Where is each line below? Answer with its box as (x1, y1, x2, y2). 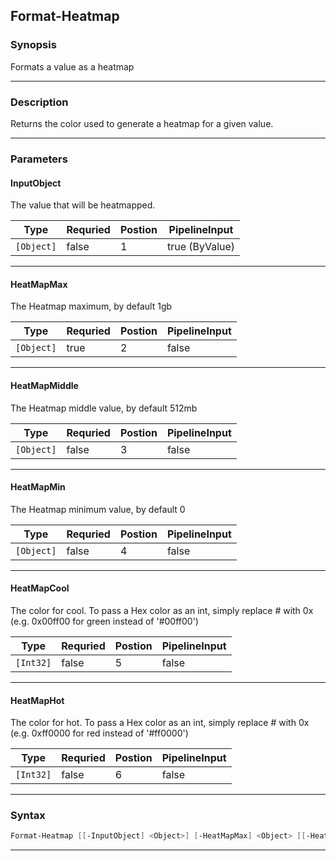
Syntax (10, 809, 46, 823)
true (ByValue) (166, 240, 236, 254)
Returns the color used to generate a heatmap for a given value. (10, 117, 274, 129)
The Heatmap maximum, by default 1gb (10, 300, 173, 313)
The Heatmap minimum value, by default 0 (10, 503, 186, 515)
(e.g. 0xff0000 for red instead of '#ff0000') (10, 727, 189, 739)
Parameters (10, 152, 68, 166)
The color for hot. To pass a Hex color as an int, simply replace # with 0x (10, 717, 310, 729)
